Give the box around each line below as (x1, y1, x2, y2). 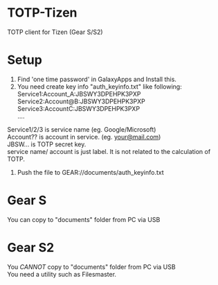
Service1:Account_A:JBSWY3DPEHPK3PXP (17, 89, 141, 98)
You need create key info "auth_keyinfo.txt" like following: (17, 82, 182, 91)
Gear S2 (7, 240, 55, 255)
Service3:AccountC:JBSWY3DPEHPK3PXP (17, 104, 140, 112)
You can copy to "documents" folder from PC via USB (7, 215, 161, 223)
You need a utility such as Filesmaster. (7, 270, 116, 278)
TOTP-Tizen (7, 5, 78, 21)
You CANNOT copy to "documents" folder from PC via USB (7, 262, 176, 271)
